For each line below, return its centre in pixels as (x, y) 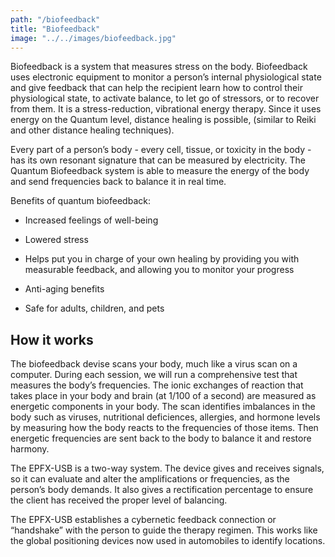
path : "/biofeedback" (55, 19)
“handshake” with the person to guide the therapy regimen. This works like (164, 530)
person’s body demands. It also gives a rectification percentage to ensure (162, 490)
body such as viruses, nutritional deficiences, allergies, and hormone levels (165, 417)
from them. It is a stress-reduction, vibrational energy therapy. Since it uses (166, 109)
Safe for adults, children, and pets (94, 308)
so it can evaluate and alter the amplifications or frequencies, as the (150, 479)
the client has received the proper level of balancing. (119, 500)
